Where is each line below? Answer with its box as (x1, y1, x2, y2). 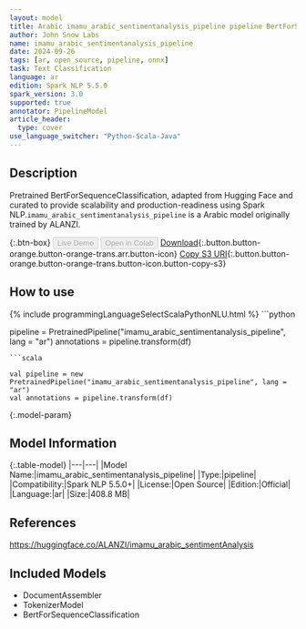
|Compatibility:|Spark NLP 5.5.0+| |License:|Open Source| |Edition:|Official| (9, 479, 291, 490)
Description (9, 166, 77, 181)
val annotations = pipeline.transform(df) (9, 393, 173, 402)
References (9, 515, 76, 531)
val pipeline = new (9, 370, 84, 379)
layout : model (9, 13, 64, 23)
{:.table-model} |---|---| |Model (9, 460, 127, 471)
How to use (9, 284, 75, 300)
